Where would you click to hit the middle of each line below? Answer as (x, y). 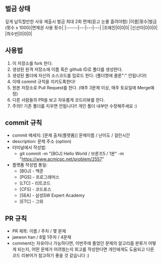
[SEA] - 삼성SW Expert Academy (52, 195)
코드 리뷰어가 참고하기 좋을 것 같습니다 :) (51, 256)
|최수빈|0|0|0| (19, 34)
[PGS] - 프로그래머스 (39, 177)
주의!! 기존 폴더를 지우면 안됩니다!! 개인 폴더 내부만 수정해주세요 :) (75, 106)
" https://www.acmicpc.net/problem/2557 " (62, 159)
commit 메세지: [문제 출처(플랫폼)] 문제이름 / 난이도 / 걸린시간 (71, 135)
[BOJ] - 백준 (31, 171)
